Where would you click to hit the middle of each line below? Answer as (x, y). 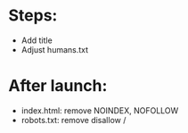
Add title (37, 40)
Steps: (33, 16)
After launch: (58, 86)
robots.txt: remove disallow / (74, 120)
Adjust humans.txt (55, 49)
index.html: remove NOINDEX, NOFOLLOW (100, 110)
